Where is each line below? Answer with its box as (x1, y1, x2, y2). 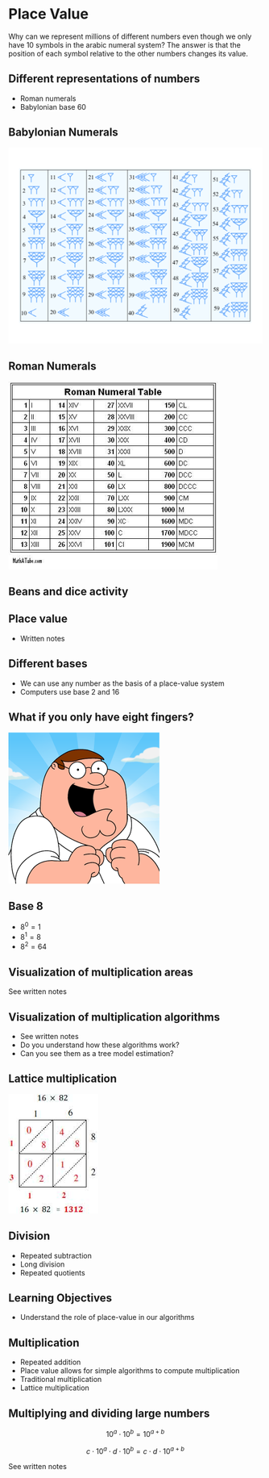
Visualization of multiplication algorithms (8, 1010, 220, 1024)
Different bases (8, 657, 88, 670)
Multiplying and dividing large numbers (8, 1406, 210, 1420)
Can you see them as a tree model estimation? (19, 1048, 175, 1058)
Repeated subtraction (19, 1250, 93, 1260)
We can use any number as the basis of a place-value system (19, 678, 225, 688)
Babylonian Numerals (8, 126, 118, 140)
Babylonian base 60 (19, 102, 87, 111)
